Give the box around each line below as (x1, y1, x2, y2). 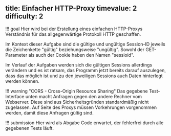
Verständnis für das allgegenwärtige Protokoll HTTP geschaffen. (5, 31, 141, 37)
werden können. (5, 78, 40, 84)
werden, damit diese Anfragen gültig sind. (5, 109, 94, 116)
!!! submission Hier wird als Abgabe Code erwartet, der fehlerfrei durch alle (5, 120, 164, 126)
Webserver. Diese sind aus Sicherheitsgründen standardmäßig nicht (5, 99, 149, 105)
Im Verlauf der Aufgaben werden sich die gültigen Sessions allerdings (5, 61, 153, 68)
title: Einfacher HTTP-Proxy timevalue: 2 (5, 4, 137, 13)
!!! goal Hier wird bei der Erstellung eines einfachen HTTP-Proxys (5, 26, 143, 32)
